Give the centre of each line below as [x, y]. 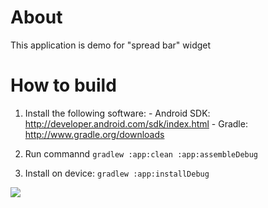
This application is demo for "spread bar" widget [111, 45]
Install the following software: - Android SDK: [117, 113]
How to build [63, 85]
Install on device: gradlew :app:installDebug [117, 173]
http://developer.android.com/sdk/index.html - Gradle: [136, 123]
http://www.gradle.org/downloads [94, 134]
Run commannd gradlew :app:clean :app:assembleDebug [141, 153]
